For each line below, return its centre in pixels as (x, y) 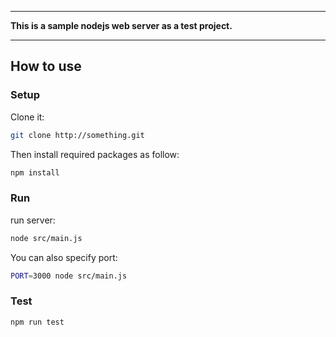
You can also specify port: (64, 257)
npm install (35, 172)
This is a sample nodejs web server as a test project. (121, 25)
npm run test (37, 322)
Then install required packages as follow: (95, 154)
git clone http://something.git (77, 135)
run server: (33, 220)
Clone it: (27, 117)
